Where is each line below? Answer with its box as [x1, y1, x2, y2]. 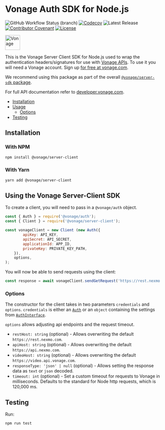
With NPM [5, 144, 30, 151]
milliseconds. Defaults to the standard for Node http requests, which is [12, 378, 156, 384]
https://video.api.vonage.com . [12, 358, 76, 364]
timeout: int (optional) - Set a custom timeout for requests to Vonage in [12, 373, 160, 379]
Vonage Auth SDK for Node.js [5, 3, 129, 15]
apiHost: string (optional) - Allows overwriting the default [12, 342, 132, 348]
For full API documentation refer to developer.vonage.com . [5, 89, 124, 95]
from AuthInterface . [5, 312, 46, 318]
